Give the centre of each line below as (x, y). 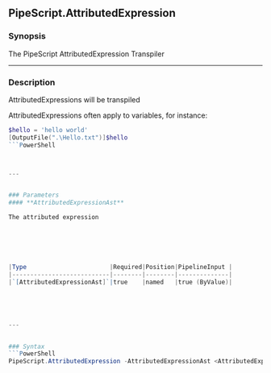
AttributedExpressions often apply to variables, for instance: (108, 115)
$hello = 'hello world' (48, 130)
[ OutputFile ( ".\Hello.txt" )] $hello (68, 137)
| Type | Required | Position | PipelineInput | (120, 267)
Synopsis (27, 36)
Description (32, 82)
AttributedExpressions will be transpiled (75, 99)
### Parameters (34, 195)
